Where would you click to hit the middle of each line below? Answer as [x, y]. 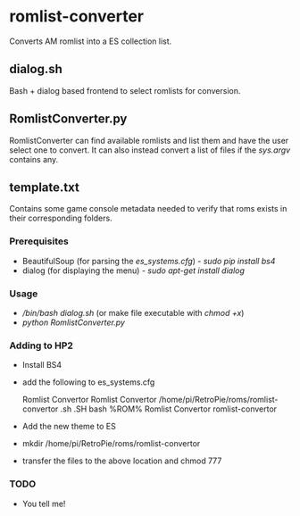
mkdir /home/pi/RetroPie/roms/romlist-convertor [111, 444]
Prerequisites [39, 241]
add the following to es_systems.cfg [88, 382]
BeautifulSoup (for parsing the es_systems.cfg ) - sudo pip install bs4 [149, 261]
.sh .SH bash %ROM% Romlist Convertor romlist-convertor [169, 409]
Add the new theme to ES [69, 427]
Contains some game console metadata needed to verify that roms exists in [148, 209]
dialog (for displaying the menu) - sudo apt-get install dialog [133, 270]
